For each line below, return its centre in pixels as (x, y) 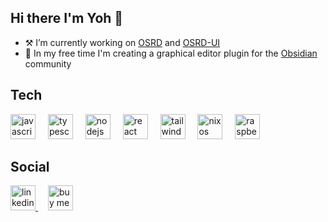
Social (30, 167)
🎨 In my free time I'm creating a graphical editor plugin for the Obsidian (171, 53)
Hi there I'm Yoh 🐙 (67, 18)
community (48, 63)
